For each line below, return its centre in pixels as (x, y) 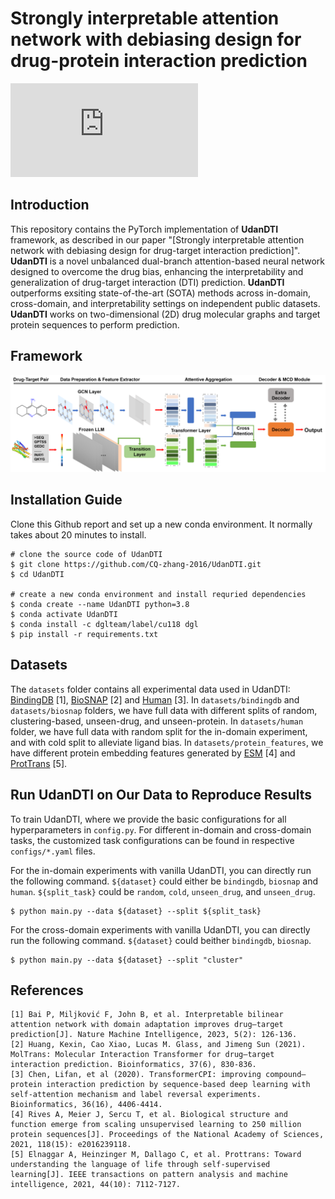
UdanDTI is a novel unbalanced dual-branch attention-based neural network (168, 261)
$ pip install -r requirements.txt (84, 634)
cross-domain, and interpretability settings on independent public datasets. (165, 303)
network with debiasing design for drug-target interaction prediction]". (155, 250)
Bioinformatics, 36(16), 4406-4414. (86, 1105)
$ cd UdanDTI (37, 574)
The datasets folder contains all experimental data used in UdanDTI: (150, 689)
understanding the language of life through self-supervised (140, 1165)
